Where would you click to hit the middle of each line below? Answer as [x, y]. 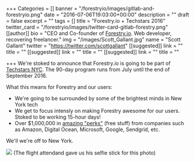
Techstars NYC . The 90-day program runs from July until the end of [88, 69]
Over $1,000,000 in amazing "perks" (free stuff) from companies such [99, 123]
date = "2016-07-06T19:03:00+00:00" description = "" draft [116, 15]
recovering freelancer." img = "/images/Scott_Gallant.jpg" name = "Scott [93, 39]
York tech [26, 104]
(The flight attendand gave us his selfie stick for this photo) [85, 153]
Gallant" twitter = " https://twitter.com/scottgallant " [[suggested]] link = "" [95, 46]
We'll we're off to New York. [40, 141]
